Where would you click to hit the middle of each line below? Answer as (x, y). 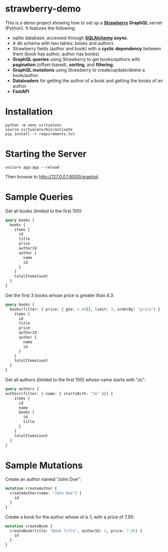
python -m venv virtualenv (33, 125)
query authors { (22, 389)
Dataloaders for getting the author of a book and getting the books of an (88, 81)
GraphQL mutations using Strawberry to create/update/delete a (79, 70)
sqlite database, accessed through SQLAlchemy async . (70, 38)
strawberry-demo (43, 9)
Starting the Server (46, 154)
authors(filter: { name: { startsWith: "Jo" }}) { (59, 393)
